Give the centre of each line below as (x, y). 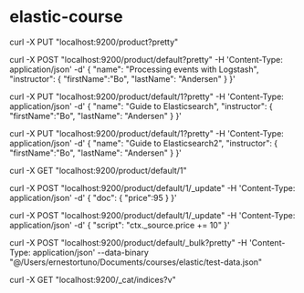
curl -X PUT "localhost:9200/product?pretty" (94, 42)
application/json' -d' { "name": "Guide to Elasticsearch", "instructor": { (142, 106)
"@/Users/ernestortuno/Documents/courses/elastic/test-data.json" (136, 262)
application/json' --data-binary (90, 252)
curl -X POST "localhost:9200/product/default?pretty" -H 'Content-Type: (146, 59)
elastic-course (66, 17)
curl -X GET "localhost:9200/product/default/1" (98, 170)
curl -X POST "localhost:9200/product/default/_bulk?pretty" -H (129, 242)
